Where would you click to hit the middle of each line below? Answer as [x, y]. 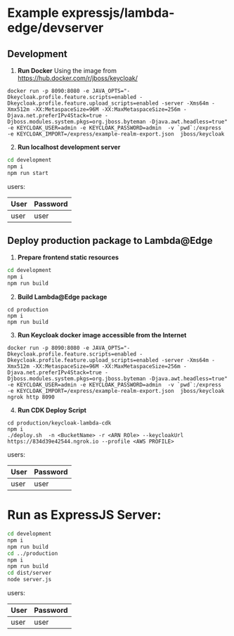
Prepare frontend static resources [68, 257]
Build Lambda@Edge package [62, 297]
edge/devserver [56, 28]
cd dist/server [30, 573]
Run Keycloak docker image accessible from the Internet [102, 335]
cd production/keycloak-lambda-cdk [59, 423]
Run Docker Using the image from [67, 71]
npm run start [28, 173]
